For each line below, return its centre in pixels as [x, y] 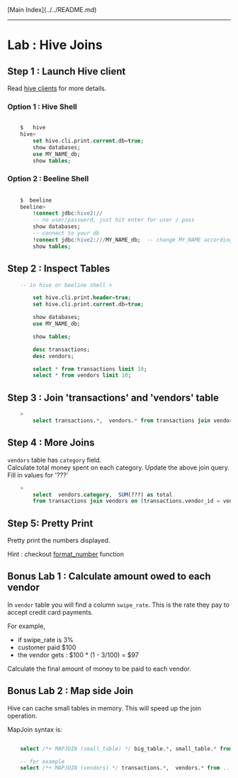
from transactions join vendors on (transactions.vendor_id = [126, 501]
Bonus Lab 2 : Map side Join [70, 691]
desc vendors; [53, 356]
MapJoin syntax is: [35, 729]
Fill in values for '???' [38, 475]
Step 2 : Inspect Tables [59, 269]
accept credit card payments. [50, 612]
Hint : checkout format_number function [66, 554]
